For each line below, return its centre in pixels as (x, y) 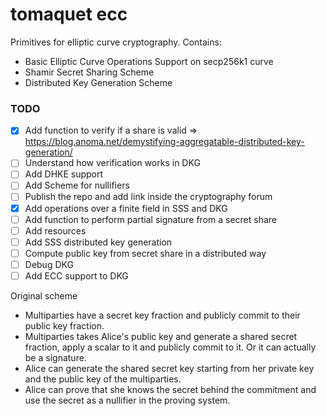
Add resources (55, 230)
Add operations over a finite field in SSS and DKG (126, 208)
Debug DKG (49, 264)
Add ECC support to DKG (76, 275)
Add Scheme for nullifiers (77, 185)
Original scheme (44, 295)
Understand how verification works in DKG (112, 163)
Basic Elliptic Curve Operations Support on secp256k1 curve (149, 61)
